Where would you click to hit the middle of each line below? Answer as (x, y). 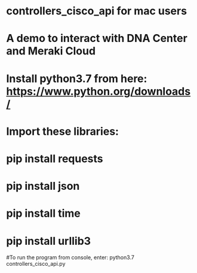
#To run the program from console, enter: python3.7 (70, 257)
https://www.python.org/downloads (98, 91)
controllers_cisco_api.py (36, 264)
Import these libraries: (63, 131)
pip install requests (55, 158)
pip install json (43, 186)
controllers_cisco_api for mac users (96, 11)
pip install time (43, 213)
